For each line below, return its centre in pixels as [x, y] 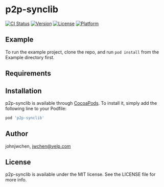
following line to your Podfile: [36, 108]
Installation [24, 91]
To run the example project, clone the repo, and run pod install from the [82, 52]
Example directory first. [30, 57]
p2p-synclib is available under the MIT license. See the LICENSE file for [80, 174]
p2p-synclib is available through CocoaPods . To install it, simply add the [81, 103]
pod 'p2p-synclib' [25, 118]
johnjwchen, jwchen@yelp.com [38, 146]
